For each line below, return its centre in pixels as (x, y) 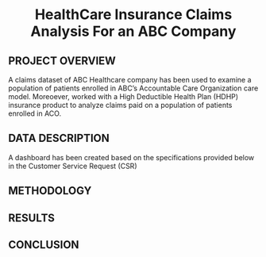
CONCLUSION (44, 245)
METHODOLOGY (50, 191)
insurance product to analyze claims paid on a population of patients (120, 105)
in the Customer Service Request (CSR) (73, 166)
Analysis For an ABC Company (133, 31)
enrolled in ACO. (35, 113)
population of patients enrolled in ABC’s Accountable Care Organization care (133, 88)
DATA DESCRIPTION (59, 138)
